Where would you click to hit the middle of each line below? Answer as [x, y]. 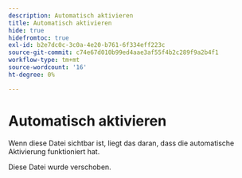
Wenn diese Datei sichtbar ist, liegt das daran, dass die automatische [121, 143]
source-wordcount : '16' [48, 68]
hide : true [26, 30]
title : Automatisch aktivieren [60, 23]
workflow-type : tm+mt [44, 60]
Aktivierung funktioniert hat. [54, 151]
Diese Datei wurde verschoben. [60, 167]
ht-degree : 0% [32, 75]
